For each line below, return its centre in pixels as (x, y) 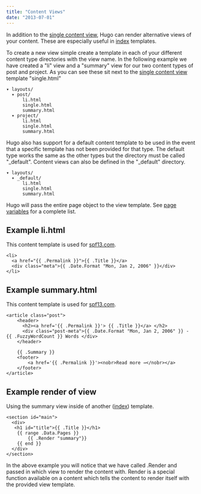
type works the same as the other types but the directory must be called (95, 155)
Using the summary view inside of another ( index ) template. (80, 406)
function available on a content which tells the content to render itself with (98, 478)
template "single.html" (34, 78)
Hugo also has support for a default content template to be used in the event (101, 143)
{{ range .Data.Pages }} (48, 433)
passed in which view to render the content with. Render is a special (91, 471)
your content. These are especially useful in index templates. (82, 41)
